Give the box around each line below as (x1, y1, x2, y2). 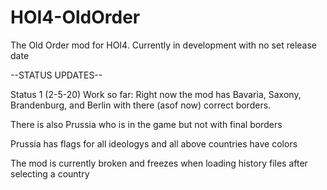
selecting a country (10, 167, 90, 180)
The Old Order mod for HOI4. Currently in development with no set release (10, 39, 317, 51)
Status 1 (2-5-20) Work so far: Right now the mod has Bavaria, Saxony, (10, 88, 302, 100)
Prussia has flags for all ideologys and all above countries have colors (10, 137, 298, 150)
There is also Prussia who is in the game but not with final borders (10, 118, 283, 130)
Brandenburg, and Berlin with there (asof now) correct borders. (10, 99, 272, 111)
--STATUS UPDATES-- (10, 69, 103, 81)
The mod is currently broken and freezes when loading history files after (10, 157, 308, 169)
